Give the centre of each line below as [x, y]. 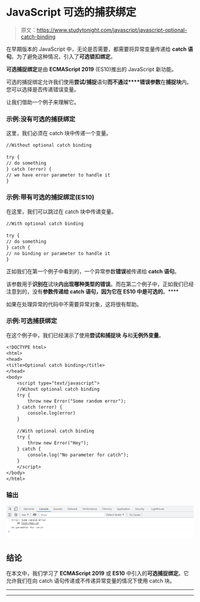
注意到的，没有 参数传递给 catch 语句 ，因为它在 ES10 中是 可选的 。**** [92, 291]
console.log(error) [52, 413]
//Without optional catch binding [49, 145]
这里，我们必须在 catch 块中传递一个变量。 [59, 133]
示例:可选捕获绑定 [32, 321]
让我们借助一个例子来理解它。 [43, 102]
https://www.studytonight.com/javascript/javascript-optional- [112, 30]
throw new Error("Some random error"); [77, 401]
